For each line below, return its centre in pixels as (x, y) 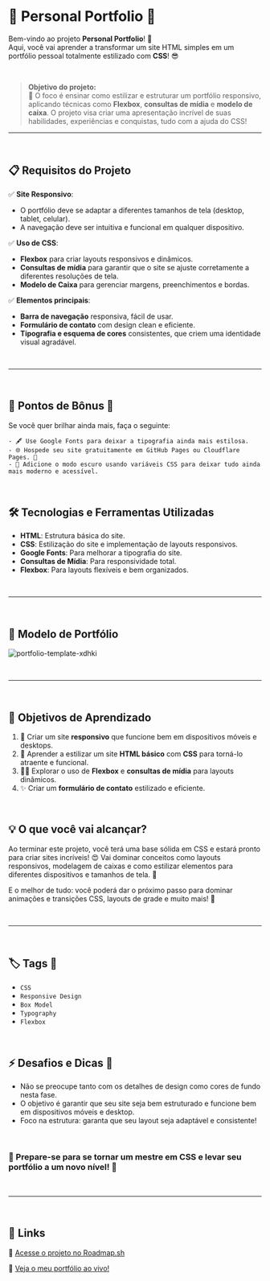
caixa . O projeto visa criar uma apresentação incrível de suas (129, 113)
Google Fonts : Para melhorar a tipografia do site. (101, 553)
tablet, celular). (45, 218)
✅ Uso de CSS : (33, 243)
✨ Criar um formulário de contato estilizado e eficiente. (112, 788)
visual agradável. (48, 342)
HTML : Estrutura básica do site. (73, 536)
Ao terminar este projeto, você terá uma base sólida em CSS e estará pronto (135, 849)
